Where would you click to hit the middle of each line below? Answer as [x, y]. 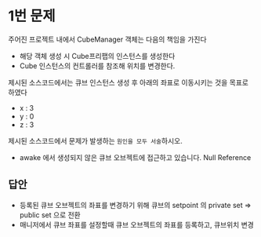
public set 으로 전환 [50, 215]
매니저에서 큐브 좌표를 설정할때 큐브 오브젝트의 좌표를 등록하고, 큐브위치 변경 [137, 224]
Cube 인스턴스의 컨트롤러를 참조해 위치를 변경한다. [97, 66]
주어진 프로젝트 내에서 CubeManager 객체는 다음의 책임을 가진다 [107, 39]
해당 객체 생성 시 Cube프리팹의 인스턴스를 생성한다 [97, 56]
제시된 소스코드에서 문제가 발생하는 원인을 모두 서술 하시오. [95, 140]
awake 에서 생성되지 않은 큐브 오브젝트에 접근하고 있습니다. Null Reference [135, 157]
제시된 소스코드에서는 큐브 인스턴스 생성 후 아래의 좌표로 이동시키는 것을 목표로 [129, 82]
